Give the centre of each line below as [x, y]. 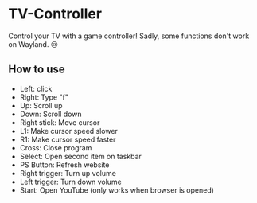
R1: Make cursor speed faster [68, 139]
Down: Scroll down [51, 114]
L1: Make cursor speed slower [68, 131]
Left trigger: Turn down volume [70, 182]
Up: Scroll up [41, 105]
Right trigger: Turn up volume [68, 173]
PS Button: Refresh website [64, 165]
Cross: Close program [56, 147]
